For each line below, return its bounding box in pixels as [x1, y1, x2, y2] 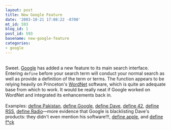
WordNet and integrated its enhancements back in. [5, 92, 112, 98]
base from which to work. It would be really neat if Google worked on [5, 86, 151, 92]
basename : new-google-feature [5, 36, 70, 41]
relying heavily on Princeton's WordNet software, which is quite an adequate [5, 81, 166, 87]
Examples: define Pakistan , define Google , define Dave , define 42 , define [5, 102, 159, 109]
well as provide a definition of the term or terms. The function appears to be [5, 75, 164, 82]
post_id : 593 [5, 31, 33, 36]
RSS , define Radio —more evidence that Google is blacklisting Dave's [5, 108, 150, 114]
